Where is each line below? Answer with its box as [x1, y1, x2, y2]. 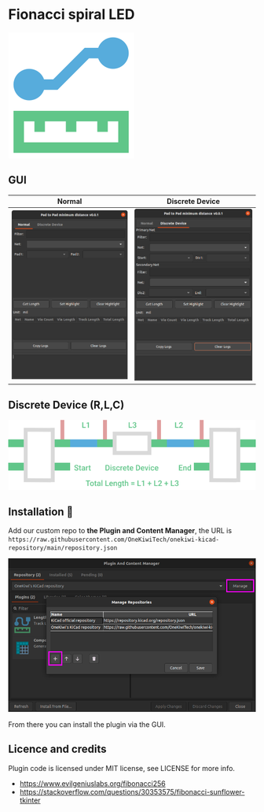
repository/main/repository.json [8, 544, 118, 552]
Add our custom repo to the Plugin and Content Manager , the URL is [8, 526, 233, 536]
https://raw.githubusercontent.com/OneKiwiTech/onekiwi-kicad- [8, 536, 220, 544]
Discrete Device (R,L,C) [8, 399, 125, 412]
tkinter [19, 795, 41, 805]
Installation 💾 [8, 505, 74, 518]
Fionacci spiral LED [8, 6, 135, 24]
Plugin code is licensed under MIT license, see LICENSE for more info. [8, 763, 236, 773]
